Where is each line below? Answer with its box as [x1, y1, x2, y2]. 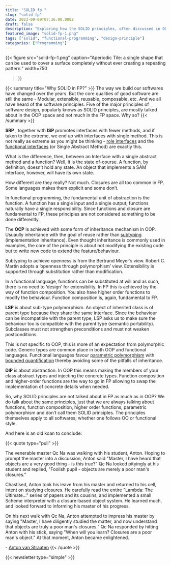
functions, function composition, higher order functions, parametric [5, 404, 147, 410]
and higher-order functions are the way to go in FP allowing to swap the [5, 378, 156, 384]
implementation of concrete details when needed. [5, 383, 109, 390]
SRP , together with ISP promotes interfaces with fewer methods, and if [5, 127, 155, 133]
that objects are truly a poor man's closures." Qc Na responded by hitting [5, 523, 159, 529]
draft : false [5, 21, 33, 27]
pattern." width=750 [5, 65, 47, 71]
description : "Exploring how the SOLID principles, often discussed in [5, 26, 160, 32]
